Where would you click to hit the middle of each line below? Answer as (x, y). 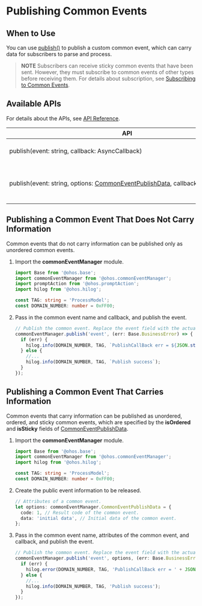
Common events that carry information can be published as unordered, (94, 416)
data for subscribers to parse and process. (59, 54)
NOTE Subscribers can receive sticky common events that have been (107, 66)
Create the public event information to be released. (78, 490)
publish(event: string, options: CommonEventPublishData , (91, 183)
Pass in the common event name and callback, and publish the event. (101, 317)
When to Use (31, 33)
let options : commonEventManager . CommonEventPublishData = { (93, 507)
